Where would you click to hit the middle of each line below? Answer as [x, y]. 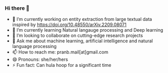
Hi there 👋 [17, 8]
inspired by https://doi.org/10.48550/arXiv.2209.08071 [69, 25]
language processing [34, 46]
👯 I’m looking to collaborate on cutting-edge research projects [78, 36]
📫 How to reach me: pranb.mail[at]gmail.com [60, 52]
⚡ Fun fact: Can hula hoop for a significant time [62, 65]
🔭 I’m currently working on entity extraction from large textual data [82, 19]
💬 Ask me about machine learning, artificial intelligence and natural [82, 41]
